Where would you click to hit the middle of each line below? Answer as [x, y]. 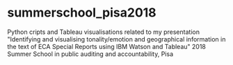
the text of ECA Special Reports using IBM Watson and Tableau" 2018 [107, 46]
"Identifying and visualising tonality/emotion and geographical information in [116, 39]
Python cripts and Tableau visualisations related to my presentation [104, 32]
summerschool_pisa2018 [82, 13]
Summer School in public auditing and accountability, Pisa [90, 54]
